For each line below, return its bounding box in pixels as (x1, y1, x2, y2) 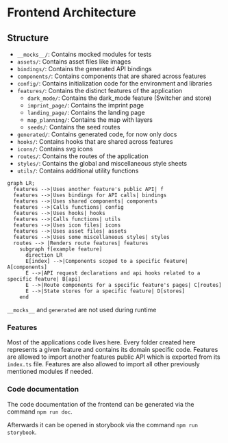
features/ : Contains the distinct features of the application (16, 87, 183, 94)
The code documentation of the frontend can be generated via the (7, 400, 194, 408)
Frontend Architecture (7, 5, 136, 21)
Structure (7, 32, 49, 44)
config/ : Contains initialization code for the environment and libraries (16, 79, 212, 87)
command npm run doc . (7, 407, 73, 416)
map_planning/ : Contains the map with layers (27, 116, 153, 124)
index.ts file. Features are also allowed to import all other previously (7, 360, 200, 368)
